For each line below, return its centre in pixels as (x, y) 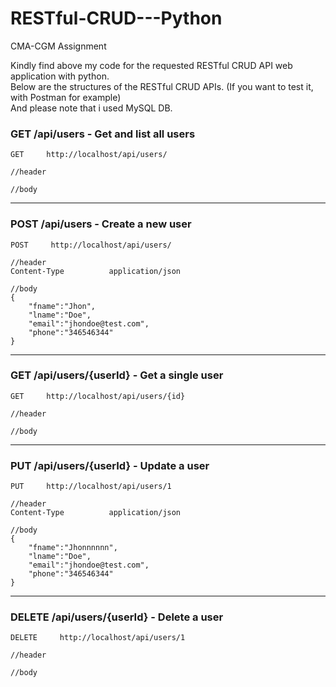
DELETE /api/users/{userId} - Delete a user (117, 617)
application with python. (60, 76)
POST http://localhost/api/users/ (91, 245)
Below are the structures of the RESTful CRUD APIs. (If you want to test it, (162, 86)
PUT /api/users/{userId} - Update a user (110, 465)
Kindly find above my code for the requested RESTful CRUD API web (151, 65)
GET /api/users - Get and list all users (103, 134)
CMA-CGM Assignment (58, 46)
